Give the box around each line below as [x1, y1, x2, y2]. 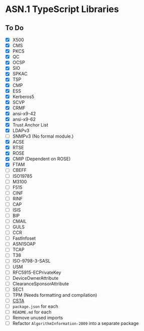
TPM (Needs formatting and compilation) [12, 292, 97, 298]
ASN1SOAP [12, 241, 36, 247]
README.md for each [12, 309, 52, 315]
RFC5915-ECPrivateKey [12, 269, 61, 275]
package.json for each [12, 303, 59, 309]
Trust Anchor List [12, 122, 49, 128]
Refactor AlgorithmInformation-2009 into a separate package [12, 320, 139, 326]
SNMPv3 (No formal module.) [12, 133, 74, 139]
